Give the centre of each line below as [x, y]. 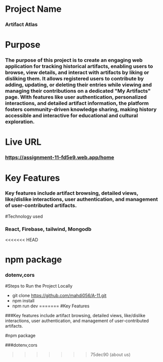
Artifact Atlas [21, 25]
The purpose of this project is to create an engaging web [74, 60]
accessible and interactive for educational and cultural [72, 116]
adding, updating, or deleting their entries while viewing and [79, 85]
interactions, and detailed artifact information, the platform [77, 103]
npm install [23, 300]
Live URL [23, 142]
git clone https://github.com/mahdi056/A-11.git [59, 295]
